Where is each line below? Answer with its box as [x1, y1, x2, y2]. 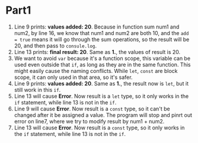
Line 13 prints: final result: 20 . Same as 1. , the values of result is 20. [14, 48, 181, 55]
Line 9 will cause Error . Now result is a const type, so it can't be [14, 105, 170, 112]
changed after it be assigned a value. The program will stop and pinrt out [14, 111, 193, 119]
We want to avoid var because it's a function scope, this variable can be [14, 55, 191, 62]
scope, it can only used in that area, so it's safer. [14, 74, 133, 81]
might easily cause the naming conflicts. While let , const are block [14, 67, 178, 74]
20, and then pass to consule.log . [14, 42, 97, 49]
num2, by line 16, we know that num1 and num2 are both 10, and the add [14, 29, 189, 36]
